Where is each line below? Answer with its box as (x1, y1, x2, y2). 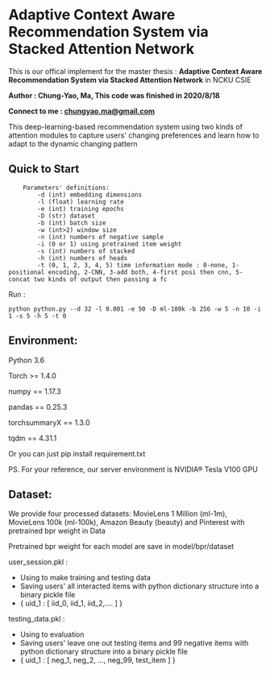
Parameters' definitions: (23, 184, 110, 192)
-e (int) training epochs (37, 204, 125, 213)
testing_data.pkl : (8, 614, 65, 624)
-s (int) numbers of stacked (37, 247, 135, 255)
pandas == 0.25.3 (8, 402, 68, 411)
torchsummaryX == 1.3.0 (8, 417, 90, 427)
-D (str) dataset (37, 212, 95, 220)
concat (8, 275, 31, 283)
